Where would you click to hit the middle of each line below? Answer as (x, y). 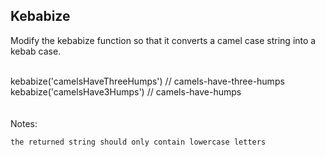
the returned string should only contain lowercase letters (138, 142)
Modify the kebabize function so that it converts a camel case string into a (163, 40)
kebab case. (36, 51)
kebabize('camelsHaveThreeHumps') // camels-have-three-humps (147, 81)
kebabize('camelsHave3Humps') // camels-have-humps (126, 91)
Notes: (24, 123)
